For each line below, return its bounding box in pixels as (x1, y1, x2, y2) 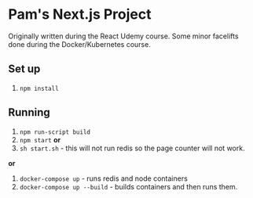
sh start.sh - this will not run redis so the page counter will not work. (19, 143, 245, 153)
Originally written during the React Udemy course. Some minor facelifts (8, 31, 239, 41)
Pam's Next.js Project (8, 5, 152, 23)
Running (8, 106, 51, 119)
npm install (19, 85, 59, 92)
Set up (8, 63, 41, 76)
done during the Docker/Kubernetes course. (8, 39, 151, 49)
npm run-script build (19, 128, 90, 136)
